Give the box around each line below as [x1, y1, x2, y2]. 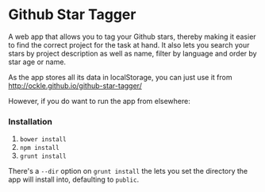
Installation [8, 116, 53, 127]
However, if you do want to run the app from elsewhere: [8, 96, 190, 106]
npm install [19, 144, 60, 152]
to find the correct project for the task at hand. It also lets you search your [8, 40, 250, 49]
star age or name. [8, 57, 66, 67]
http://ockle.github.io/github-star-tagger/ [8, 81, 143, 90]
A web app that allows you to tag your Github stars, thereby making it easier [8, 32, 256, 41]
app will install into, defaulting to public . [8, 175, 140, 184]
